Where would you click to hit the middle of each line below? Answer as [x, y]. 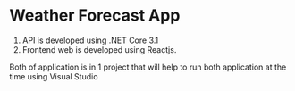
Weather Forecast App [95, 16]
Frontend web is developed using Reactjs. [99, 49]
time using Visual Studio [54, 76]
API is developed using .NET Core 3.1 [90, 40]
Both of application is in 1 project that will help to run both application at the [148, 67]
